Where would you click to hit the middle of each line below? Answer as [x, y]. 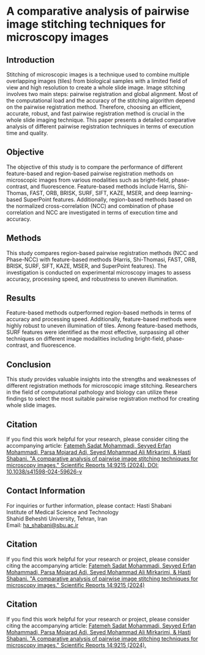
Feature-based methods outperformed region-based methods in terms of [99, 313]
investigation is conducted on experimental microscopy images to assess [99, 272]
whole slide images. [32, 405]
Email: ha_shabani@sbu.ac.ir [42, 525]
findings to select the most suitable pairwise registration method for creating [103, 399]
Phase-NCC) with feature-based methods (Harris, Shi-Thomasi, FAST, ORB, [102, 259]
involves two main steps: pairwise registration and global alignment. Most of [102, 94]
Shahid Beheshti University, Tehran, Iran [57, 519]
